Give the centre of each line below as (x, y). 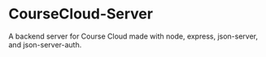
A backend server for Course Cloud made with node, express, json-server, (133, 36)
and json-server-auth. (45, 44)
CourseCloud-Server (81, 14)
